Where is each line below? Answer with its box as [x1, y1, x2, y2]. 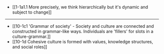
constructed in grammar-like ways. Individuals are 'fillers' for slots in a [12, 29, 154, 34]
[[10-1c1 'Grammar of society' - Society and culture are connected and [12, 23, 154, 29]
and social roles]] [12, 44, 47, 50]
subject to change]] [12, 9, 52, 15]
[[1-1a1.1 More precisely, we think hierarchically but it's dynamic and [12, 4, 148, 10]
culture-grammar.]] [12, 34, 51, 39]
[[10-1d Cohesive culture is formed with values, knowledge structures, [12, 39, 153, 44]
